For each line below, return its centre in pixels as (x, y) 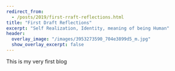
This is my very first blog (37, 61)
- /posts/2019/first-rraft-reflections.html (68, 17)
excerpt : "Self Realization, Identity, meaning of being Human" (88, 28)
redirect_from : (25, 12)
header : (16, 34)
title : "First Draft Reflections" (49, 22)
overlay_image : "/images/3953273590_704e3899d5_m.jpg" (81, 39)
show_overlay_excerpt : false (48, 45)
